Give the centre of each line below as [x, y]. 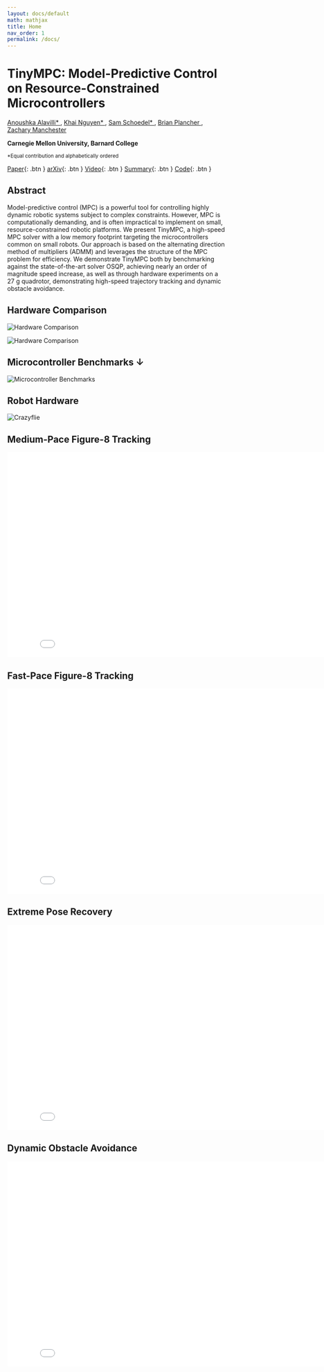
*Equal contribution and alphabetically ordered [63, 156]
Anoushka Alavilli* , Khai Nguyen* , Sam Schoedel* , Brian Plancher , [105, 123]
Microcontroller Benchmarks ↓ [75, 363]
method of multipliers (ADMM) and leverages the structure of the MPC [107, 251]
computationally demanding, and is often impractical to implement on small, [115, 222]
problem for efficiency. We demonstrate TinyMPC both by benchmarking [111, 259]
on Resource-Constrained [83, 88]
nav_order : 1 [26, 33]
